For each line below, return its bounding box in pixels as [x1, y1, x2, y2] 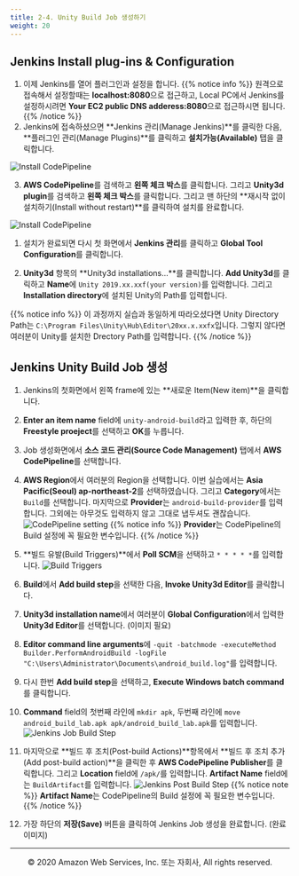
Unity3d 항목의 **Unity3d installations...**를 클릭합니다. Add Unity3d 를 [22, 268, 280, 279]
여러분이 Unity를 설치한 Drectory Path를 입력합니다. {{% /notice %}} [10, 331, 252, 342]
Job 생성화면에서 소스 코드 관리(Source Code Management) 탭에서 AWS [22, 445, 282, 455]
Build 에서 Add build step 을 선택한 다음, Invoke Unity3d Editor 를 [22, 579, 255, 590]
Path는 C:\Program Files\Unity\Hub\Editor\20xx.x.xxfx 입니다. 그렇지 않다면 [10, 320, 287, 331]
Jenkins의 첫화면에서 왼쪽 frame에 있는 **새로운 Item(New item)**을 [22, 385, 265, 396]
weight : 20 [10, 21, 51, 30]
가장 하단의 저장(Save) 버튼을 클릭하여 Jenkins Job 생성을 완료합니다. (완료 [22, 818, 287, 830]
